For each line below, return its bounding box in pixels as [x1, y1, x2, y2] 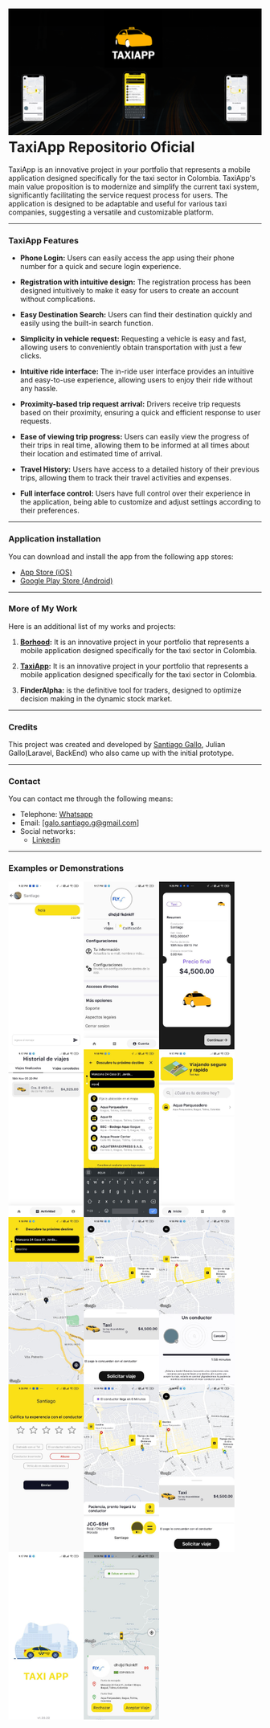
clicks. [19, 351, 42, 361]
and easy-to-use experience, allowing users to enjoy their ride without [19, 375, 253, 385]
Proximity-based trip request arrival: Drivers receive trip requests [19, 399, 241, 409]
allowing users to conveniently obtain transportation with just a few [19, 342, 243, 353]
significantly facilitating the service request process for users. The [8, 190, 228, 200]
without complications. [19, 294, 96, 304]
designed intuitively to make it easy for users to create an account [19, 286, 239, 296]
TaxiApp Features [8, 235, 79, 246]
